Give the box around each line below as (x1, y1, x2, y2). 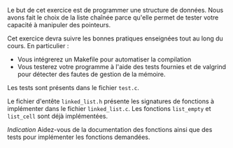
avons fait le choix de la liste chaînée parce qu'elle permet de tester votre (7, 13, 219, 22)
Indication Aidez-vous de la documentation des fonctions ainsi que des (7, 126, 213, 133)
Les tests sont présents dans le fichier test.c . (7, 84, 140, 91)
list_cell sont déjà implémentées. (7, 112, 108, 120)
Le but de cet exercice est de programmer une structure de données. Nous (7, 6, 224, 14)
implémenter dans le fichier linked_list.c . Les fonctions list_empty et (7, 105, 211, 112)
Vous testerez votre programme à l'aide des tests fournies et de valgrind (17, 63, 226, 71)
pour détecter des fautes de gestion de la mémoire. (17, 70, 166, 78)
